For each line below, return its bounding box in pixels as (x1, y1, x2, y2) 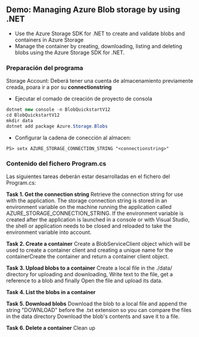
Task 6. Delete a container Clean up (6, 324, 95, 331)
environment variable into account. (6, 229, 92, 236)
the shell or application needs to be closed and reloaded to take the (6, 222, 172, 229)
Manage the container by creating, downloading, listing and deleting (14, 42, 183, 49)
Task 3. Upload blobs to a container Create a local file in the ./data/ (6, 264, 173, 272)
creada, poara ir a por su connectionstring (6, 83, 112, 91)
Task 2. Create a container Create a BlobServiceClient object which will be (6, 240, 191, 247)
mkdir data (6, 117, 33, 124)
